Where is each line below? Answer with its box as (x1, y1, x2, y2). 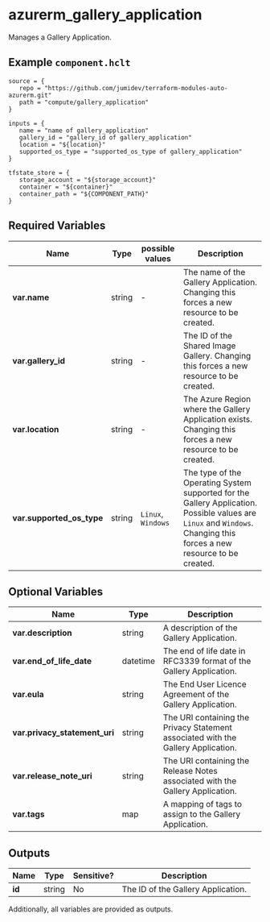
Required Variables (8, 219, 106, 233)
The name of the (183, 266, 246, 277)
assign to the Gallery (162, 808, 241, 820)
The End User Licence (162, 679, 247, 690)
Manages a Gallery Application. (8, 32, 112, 42)
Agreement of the (162, 689, 230, 700)
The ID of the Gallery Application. (121, 884, 247, 895)
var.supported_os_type (12, 512, 104, 523)
